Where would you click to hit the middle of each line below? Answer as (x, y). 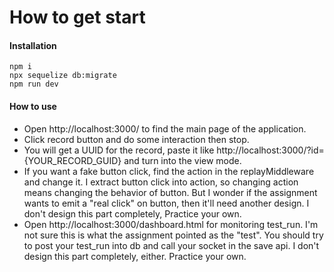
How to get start (77, 17)
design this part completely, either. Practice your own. (135, 256)
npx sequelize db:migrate (63, 76)
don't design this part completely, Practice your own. (132, 213)
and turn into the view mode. (182, 160)
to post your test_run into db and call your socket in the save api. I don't (171, 245)
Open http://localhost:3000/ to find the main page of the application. (165, 128)
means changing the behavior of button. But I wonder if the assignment (170, 192)
